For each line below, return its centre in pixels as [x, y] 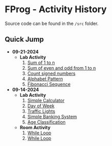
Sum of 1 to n [41, 63]
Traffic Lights [41, 111]
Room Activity [35, 127]
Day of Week [41, 106]
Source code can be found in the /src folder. [52, 23]
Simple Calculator [46, 100]
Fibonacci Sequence [49, 84]
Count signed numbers [51, 73]
